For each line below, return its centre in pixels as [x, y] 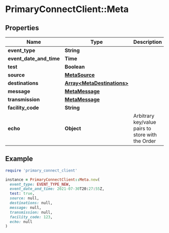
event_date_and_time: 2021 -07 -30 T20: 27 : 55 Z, [57, 189]
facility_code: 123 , [31, 217]
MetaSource [80, 75]
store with [145, 135]
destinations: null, [31, 203]
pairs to [142, 128]
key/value [145, 122]
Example [19, 159]
